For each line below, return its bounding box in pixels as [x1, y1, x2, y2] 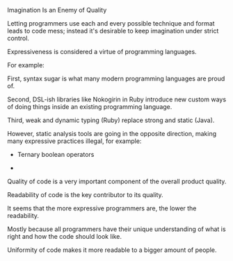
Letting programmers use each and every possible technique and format [7, 19, 215, 27]
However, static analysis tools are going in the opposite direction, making [7, 130, 217, 137]
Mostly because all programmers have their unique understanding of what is [7, 225, 226, 233]
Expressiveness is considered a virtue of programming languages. [7, 48, 197, 56]
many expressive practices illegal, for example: [7, 137, 142, 145]
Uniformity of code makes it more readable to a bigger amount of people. [7, 246, 217, 254]
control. [7, 34, 30, 42]
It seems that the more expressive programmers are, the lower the [7, 204, 197, 212]
